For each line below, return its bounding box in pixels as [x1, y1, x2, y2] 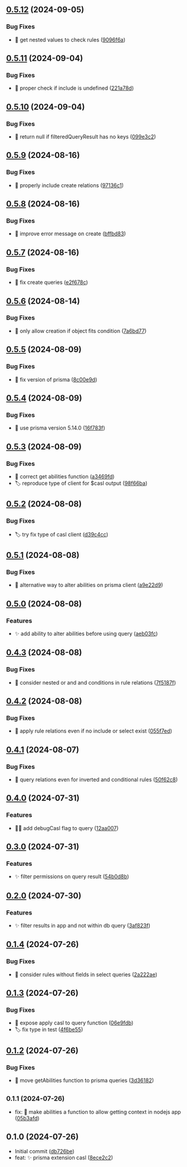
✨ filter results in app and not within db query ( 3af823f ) [14, 922, 151, 929]
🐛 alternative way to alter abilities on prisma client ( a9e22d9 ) [14, 582, 163, 589]
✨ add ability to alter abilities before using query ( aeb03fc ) [14, 630, 158, 637]
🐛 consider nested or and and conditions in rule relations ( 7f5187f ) [14, 679, 176, 686]
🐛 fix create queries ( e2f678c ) [14, 279, 88, 286]
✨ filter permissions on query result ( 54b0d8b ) [14, 873, 129, 880]
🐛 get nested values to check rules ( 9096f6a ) [14, 36, 126, 43]
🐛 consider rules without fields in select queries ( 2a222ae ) [14, 971, 158, 978]
